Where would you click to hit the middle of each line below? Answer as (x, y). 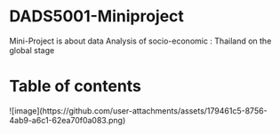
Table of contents (76, 87)
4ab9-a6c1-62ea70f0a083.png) (68, 120)
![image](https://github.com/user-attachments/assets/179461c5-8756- (139, 110)
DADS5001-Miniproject (97, 16)
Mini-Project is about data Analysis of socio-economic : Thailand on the (140, 41)
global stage (32, 50)
